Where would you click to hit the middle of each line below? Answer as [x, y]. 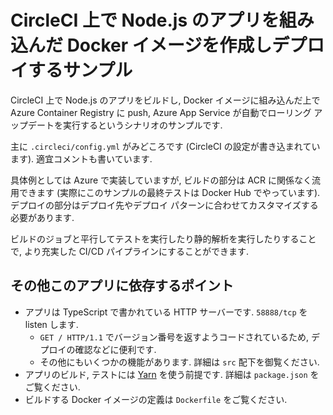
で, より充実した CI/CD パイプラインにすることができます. [130, 251]
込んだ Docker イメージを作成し [141, 45]
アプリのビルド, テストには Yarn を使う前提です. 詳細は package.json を [172, 374]
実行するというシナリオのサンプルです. [142, 125]
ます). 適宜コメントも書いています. [81, 158]
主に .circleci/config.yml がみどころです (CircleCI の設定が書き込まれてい [165, 146]
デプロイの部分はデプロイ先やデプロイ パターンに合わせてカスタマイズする [164, 205]
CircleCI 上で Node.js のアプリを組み [162, 20]
